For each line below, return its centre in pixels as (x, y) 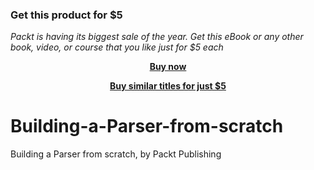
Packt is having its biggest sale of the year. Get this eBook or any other (157, 37)
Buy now (168, 67)
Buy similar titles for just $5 (168, 86)
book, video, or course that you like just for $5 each (117, 47)
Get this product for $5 (66, 15)
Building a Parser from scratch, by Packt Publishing (116, 154)
